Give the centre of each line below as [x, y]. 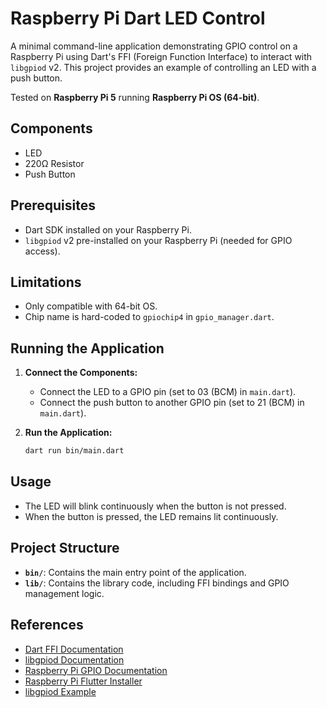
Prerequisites [53, 205]
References [47, 625]
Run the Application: [68, 433]
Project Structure [65, 548]
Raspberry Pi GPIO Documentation [96, 670]
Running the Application [87, 348]
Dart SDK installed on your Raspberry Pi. [108, 229]
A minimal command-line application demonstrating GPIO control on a [154, 46]
